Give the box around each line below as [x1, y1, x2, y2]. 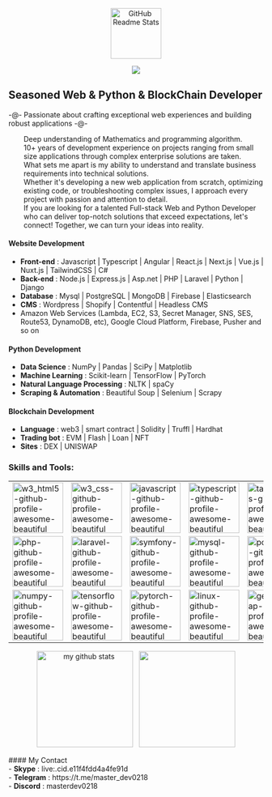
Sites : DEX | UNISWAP [19, 441, 98, 451]
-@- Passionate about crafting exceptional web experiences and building [8, 109, 253, 119]
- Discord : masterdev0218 [8, 781, 99, 791]
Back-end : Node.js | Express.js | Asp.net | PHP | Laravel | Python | [19, 274, 244, 283]
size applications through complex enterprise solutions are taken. [23, 151, 241, 161]
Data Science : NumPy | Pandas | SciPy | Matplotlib [19, 362, 193, 372]
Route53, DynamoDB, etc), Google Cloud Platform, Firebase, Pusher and [19, 317, 261, 327]
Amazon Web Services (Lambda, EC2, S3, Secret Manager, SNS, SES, [19, 309, 253, 318]
